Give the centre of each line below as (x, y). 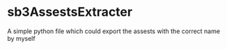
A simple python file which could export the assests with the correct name (114, 31)
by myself (22, 38)
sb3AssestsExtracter (70, 12)
